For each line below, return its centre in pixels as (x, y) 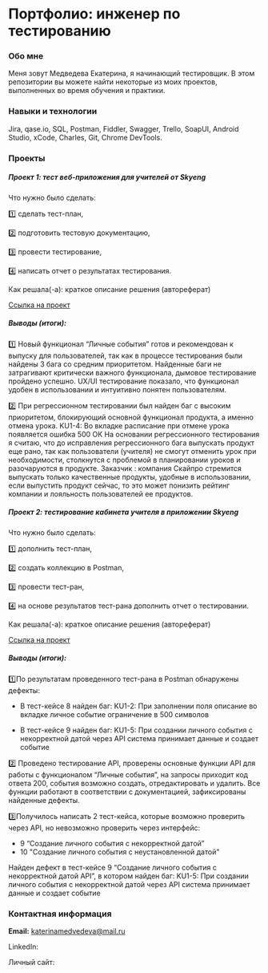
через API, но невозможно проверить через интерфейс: (104, 828)
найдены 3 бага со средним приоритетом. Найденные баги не (115, 364)
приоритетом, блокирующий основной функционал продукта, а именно (131, 417)
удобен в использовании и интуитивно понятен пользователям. (118, 389)
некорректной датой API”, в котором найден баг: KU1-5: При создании (129, 876)
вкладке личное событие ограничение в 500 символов (114, 714)
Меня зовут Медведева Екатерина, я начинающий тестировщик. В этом (132, 74)
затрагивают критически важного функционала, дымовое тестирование (132, 372)
